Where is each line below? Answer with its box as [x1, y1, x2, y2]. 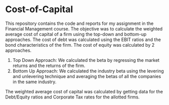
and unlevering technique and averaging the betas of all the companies [12, 73, 161, 79]
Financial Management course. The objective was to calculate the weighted [5, 25, 163, 31]
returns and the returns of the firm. [12, 62, 86, 68]
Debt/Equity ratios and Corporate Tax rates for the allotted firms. [5, 94, 140, 100]
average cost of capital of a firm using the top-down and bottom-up [5, 31, 147, 37]
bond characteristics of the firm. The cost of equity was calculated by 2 [5, 42, 155, 48]
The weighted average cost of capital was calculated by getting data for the [5, 88, 163, 94]
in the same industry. [12, 79, 57, 85]
